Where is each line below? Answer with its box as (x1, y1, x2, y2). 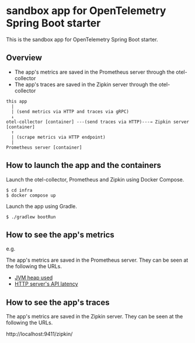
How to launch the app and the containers (6, 160, 162, 170)
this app (6, 98, 27, 104)
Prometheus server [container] (6, 145, 82, 150)
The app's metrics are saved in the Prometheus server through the (14, 68, 175, 76)
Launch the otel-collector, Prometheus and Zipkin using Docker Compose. (6, 176, 184, 183)
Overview (6, 53, 43, 63)
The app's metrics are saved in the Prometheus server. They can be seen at (6, 256, 189, 264)
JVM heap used (14, 274, 53, 282)
